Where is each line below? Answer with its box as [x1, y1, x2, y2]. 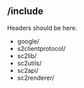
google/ [17, 37, 40, 45]
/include [7, 5, 43, 17]
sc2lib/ [17, 52, 37, 60]
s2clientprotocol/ [17, 44, 66, 52]
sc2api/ [17, 66, 39, 74]
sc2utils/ [17, 58, 42, 67]
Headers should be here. [7, 23, 78, 32]
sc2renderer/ [17, 74, 54, 82]
